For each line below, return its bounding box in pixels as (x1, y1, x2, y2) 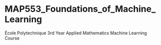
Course (4, 35, 20, 41)
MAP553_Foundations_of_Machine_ (4, 3, 156, 15)
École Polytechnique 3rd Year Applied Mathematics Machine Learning (4, 30, 147, 36)
